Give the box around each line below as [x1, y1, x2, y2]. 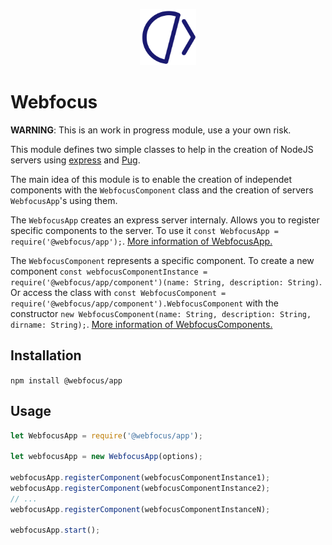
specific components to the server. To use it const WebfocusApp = [10, 224, 279, 236]
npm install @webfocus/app [10, 375, 123, 386]
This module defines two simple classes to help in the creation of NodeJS [10, 143, 314, 155]
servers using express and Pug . [10, 154, 141, 166]
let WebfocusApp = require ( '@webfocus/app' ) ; [10, 430, 203, 441]
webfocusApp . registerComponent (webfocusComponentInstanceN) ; [10, 504, 271, 514]
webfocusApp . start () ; [10, 525, 101, 536]
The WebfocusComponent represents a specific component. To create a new [10, 254, 315, 266]
